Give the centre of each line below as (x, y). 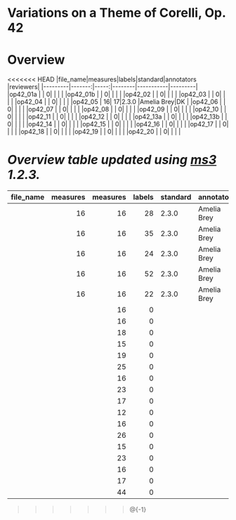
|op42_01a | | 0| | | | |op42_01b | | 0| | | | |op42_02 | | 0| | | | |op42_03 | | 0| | (117, 94)
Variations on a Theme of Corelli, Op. (117, 13)
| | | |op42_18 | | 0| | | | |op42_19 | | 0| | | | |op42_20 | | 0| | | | (94, 132)
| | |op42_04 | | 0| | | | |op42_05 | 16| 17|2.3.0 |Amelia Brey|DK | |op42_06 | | (117, 102)
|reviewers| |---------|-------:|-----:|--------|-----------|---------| (103, 87)
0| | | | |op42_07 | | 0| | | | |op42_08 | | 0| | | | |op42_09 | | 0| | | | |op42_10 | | (117, 109)
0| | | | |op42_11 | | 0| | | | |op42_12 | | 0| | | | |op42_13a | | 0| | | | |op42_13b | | (117, 116)
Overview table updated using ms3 (112, 160)
